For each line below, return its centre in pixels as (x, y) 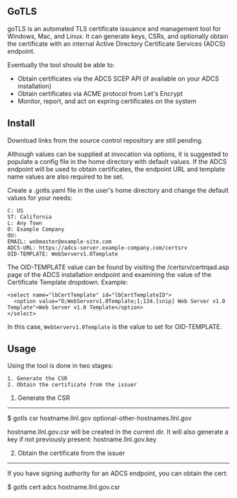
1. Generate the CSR (38, 379)
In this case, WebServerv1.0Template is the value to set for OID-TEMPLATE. (115, 326)
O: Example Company (36, 229)
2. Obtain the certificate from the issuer (72, 385)
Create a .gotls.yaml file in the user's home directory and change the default (118, 190)
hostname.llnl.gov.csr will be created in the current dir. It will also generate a (118, 432)
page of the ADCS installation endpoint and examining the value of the (109, 274)
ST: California (30, 217)
